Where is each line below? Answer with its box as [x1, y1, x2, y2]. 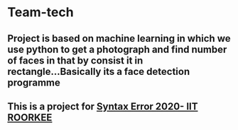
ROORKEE [7, 111, 53, 124]
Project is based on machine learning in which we [7, 32, 231, 45]
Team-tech [7, 4, 74, 20]
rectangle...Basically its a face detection [7, 65, 190, 78]
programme [7, 76, 60, 88]
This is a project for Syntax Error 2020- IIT [7, 100, 198, 112]
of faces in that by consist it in [7, 54, 144, 66]
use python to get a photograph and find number [7, 43, 227, 55]
